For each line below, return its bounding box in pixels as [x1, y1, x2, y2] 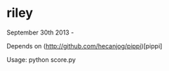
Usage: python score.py [6, 55, 76, 64]
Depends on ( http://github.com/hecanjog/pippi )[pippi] [6, 41, 163, 50]
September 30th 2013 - [6, 28, 74, 37]
